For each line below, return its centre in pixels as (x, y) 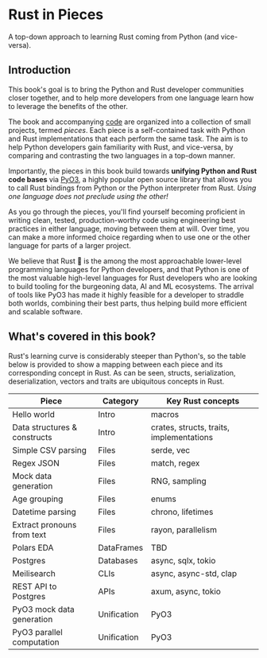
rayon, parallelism (184, 529)
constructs (33, 437)
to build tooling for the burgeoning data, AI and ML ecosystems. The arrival (131, 286)
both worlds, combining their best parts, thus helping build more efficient (128, 303)
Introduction (40, 70)
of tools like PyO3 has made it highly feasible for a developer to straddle (126, 294)
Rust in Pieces (56, 15)
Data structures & (45, 427)
